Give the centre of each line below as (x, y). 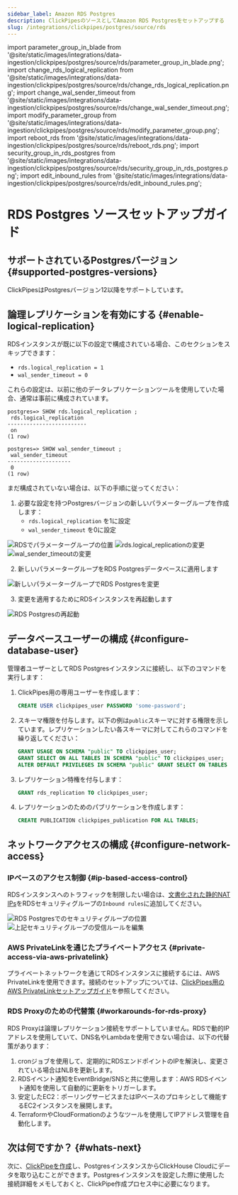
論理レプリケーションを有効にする (82, 315)
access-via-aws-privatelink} (58, 957)
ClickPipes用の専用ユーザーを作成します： (79, 692)
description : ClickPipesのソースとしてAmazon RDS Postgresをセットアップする (116, 21)
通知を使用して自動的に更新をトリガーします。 (92, 1088)
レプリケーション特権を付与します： (70, 779)
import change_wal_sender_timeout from (76, 92)
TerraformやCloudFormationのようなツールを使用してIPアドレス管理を (120, 1114)
